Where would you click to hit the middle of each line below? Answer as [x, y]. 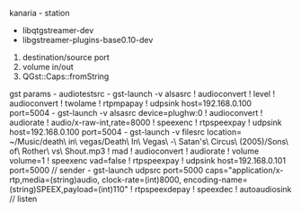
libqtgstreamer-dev [58, 30]
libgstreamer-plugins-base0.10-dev [88, 40]
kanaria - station [40, 13]
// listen [23, 199]
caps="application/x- [244, 170]
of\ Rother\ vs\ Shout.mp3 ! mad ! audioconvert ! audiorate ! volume [134, 151]
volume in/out [48, 67]
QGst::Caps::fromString [66, 76]
